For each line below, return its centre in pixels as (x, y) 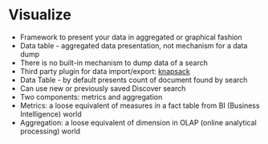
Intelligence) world (51, 113)
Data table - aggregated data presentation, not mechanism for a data (134, 45)
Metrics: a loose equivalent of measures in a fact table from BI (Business (140, 105)
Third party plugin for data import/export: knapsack (105, 71)
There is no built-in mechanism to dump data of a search (114, 63)
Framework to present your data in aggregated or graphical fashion (131, 37)
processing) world (50, 131)
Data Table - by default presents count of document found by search (134, 80)
